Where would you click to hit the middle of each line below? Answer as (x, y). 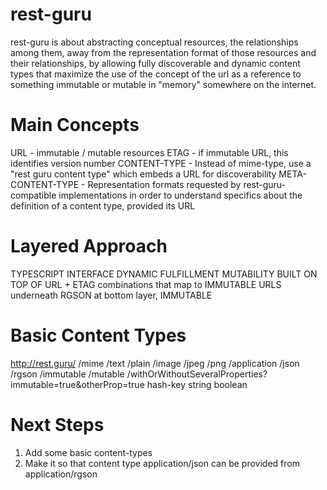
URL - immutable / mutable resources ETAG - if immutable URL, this (149, 152)
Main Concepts (75, 125)
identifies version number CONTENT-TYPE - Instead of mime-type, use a (161, 163)
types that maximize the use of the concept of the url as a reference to (156, 74)
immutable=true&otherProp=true (77, 384)
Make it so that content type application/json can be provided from (162, 463)
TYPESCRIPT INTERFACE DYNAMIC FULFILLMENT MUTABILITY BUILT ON (164, 274)
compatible (33, 195)
